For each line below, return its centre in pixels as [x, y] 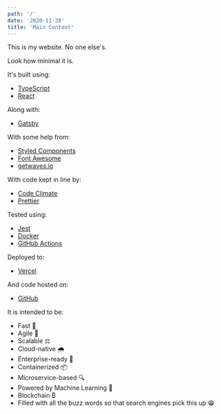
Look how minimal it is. [41, 61]
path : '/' [22, 14]
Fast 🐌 [27, 326]
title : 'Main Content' [41, 27]
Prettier [28, 201]
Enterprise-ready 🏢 [45, 359]
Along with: [24, 110]
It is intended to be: [35, 312]
